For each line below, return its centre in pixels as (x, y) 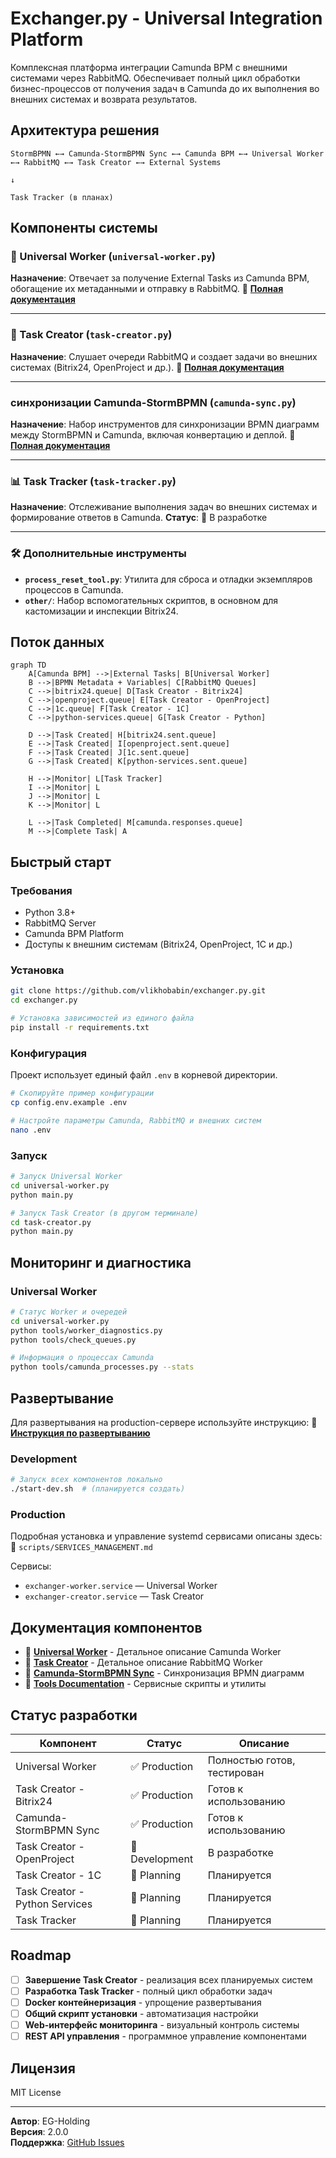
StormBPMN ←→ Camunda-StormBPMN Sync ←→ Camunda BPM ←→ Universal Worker (167, 153)
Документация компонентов (106, 1627)
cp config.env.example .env (69, 1103)
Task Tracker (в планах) (62, 197)
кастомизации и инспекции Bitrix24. (101, 611)
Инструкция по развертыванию (80, 1433)
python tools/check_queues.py (73, 1340)
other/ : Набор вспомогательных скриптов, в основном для (151, 600)
